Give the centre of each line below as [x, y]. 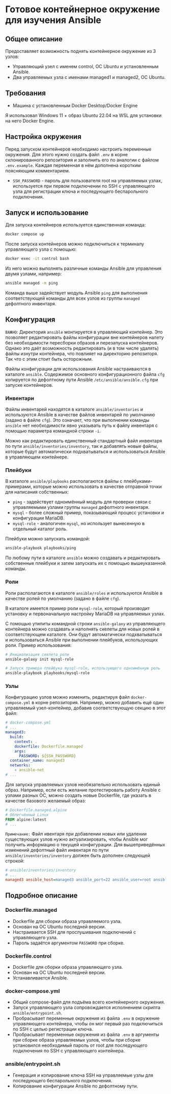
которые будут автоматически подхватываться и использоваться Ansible [85, 452]
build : [17, 737]
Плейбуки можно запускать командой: [48, 539]
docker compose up [25, 234]
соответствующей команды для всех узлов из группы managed [73, 298]
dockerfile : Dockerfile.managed [49, 746]
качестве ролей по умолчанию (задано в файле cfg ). [63, 598]
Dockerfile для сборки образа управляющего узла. [68, 967]
